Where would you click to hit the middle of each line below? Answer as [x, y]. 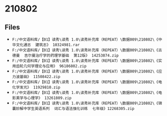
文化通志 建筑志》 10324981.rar [48, 45]
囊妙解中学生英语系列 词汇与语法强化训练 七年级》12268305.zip [73, 108]
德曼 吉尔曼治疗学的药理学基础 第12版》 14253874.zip [65, 55]
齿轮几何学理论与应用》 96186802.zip [51, 66]
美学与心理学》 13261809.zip [44, 98]
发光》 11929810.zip [40, 87]
